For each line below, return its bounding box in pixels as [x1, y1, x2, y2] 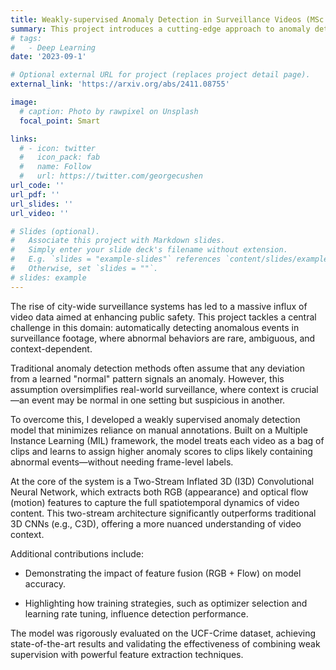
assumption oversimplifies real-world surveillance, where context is [10, 383, 289, 395]
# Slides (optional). [10, 226, 101, 236]
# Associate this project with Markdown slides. [10, 236, 226, 246]
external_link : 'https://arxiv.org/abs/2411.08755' [10, 79, 230, 90]
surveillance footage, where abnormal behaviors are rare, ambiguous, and [10, 332, 316, 344]
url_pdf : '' [10, 189, 60, 200]
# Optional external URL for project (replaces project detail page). [10, 70, 311, 80]
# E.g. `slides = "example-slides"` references [10, 254, 222, 265]
